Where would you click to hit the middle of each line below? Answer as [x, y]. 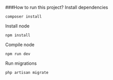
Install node [17, 26]
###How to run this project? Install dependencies [57, 7]
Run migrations [21, 63]
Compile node [20, 45]
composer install [24, 17]
